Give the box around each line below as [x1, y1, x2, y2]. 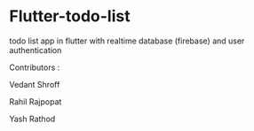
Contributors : [9, 62, 60, 73]
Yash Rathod [9, 113, 56, 124]
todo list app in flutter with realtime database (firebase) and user [9, 35, 245, 46]
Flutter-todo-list [9, 6, 131, 27]
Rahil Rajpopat [9, 96, 62, 107]
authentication [9, 44, 62, 55]
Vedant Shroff [9, 79, 60, 89]
